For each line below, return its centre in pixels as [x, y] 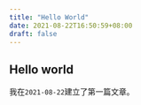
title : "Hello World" [49, 17]
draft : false [33, 34]
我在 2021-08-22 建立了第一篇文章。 [72, 92]
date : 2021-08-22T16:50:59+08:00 [71, 26]
